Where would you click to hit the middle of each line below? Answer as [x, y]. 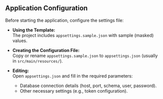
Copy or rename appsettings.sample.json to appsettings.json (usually [85, 55]
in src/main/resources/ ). [38, 61]
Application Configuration [47, 8]
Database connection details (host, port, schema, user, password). [88, 85]
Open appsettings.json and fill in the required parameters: [73, 76]
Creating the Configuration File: [46, 50]
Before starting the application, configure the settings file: [64, 20]
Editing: [21, 70]
